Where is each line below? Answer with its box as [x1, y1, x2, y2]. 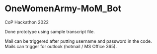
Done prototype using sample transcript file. [4, 28, 95, 34]
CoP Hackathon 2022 [4, 19, 49, 25]
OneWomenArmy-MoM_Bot [4, 3, 122, 14]
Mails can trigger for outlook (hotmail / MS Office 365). [4, 43, 117, 49]
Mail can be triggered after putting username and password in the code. [4, 38, 152, 44]
